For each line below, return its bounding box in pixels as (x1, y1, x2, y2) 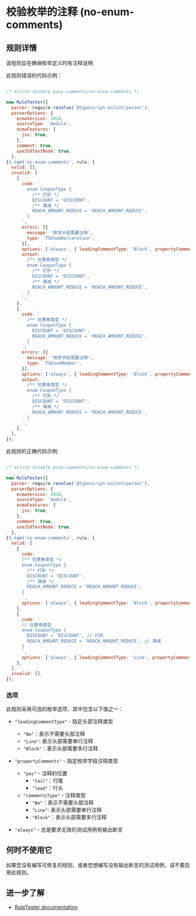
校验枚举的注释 (6, 5, 78, 19)
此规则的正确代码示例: (6, 448, 60, 454)
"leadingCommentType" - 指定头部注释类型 (14, 718, 114, 725)
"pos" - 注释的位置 (23, 770, 68, 777)
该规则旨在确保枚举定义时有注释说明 (6, 60, 93, 66)
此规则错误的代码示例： (6, 72, 62, 79)
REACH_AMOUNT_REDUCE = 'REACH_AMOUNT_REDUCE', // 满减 (27, 638, 162, 644)
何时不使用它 (6, 845, 52, 855)
